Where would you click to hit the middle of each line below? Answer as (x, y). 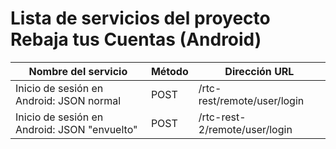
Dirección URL (259, 71)
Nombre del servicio (78, 71)
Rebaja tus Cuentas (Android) (136, 39)
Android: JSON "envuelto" (76, 129)
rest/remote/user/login (251, 100)
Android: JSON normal (68, 100)
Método (169, 71)
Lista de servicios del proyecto (140, 18)
